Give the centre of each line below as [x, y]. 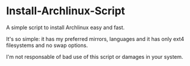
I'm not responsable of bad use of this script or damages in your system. [95, 56]
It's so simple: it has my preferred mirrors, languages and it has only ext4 [95, 39]
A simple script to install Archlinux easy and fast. [65, 27]
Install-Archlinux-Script [66, 11]
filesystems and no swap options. [47, 45]
